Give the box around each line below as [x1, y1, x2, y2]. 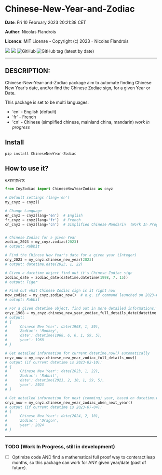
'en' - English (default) [12, 109, 57, 114]
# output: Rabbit [5, 244, 40, 249]
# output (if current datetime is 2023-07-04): [5, 405, 103, 410]
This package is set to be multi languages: [5, 99, 89, 105]
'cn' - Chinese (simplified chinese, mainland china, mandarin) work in [12, 119, 150, 125]
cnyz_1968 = [5, 310, 29, 316]
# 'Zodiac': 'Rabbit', [5, 373, 59, 379]
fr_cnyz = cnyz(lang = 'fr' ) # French [5, 217, 81, 222]
